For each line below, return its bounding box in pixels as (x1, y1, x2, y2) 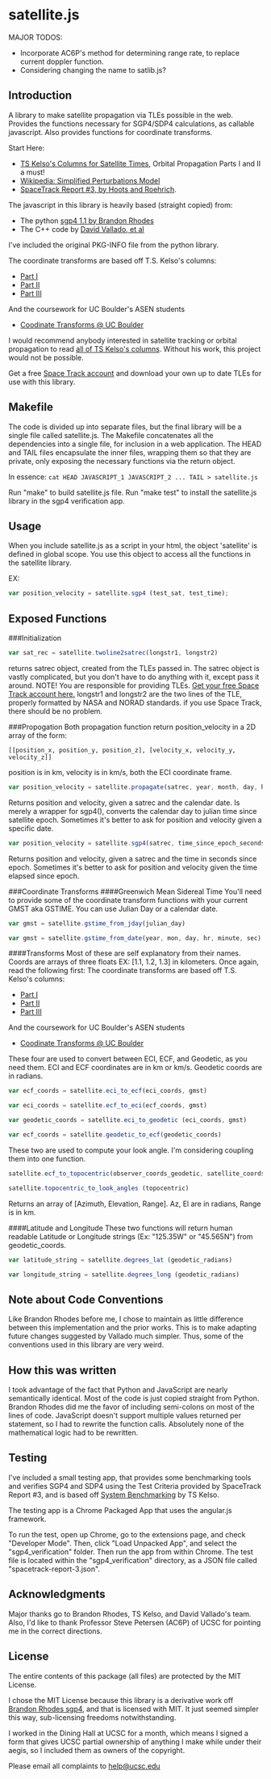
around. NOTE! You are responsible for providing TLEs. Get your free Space (8, 681, 260, 690)
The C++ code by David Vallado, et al (19, 224, 144, 234)
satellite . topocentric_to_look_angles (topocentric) (8, 1184, 190, 1192)
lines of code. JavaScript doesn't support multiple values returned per (8, 1410, 242, 1420)
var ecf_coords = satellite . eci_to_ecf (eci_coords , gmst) (8, 1087, 207, 1095)
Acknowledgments (8, 1587, 106, 1601)
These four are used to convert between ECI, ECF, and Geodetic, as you (8, 1054, 248, 1064)
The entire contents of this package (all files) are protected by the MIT (8, 1671, 242, 1680)
